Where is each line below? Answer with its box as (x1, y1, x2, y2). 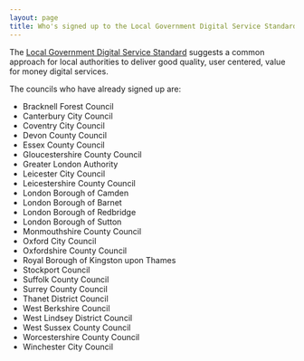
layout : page (9, 13, 59, 23)
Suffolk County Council (22, 273, 109, 285)
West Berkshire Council (22, 302, 110, 313)
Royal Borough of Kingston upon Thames (22, 254, 176, 265)
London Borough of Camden (22, 187, 129, 198)
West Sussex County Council (22, 322, 131, 333)
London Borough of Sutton (22, 216, 122, 227)
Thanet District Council (22, 293, 109, 304)
